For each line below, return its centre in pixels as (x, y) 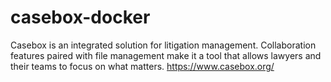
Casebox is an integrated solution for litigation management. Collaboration (163, 45)
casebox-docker (80, 17)
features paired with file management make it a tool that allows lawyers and (166, 55)
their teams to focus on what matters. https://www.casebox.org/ (142, 66)
